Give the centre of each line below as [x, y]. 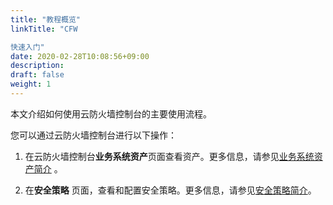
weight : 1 [31, 84]
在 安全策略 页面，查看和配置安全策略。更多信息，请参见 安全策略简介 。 [170, 190]
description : [37, 66]
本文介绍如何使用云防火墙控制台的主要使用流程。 [111, 113]
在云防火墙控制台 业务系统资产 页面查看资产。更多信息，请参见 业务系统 [169, 156]
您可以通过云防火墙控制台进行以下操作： [93, 135]
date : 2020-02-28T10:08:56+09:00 [80, 56]
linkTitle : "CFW [44, 29]
